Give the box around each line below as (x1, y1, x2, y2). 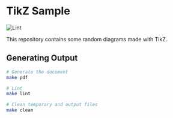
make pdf (6, 74, 28, 80)
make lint (6, 91, 31, 97)
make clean (6, 107, 34, 113)
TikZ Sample (6, 4, 70, 18)
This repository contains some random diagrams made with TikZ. (6, 35, 168, 43)
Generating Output (6, 53, 78, 63)
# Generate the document (6, 69, 68, 75)
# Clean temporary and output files (6, 102, 98, 108)
